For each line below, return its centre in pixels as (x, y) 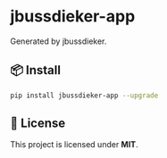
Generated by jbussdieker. (58, 41)
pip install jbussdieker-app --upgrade (84, 96)
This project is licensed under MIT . (74, 145)
